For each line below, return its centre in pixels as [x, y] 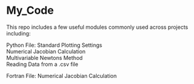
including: [19, 33]
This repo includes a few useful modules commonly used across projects [97, 27]
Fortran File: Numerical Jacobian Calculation [61, 76]
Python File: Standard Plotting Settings [54, 45]
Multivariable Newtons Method [44, 58]
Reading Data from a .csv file [42, 64]
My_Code [30, 10]
